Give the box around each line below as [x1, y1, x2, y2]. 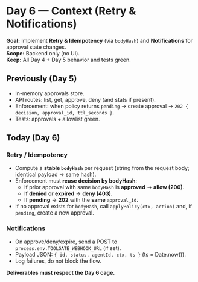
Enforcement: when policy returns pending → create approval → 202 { [14, 102, 188, 110]
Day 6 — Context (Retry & [6, 4, 136, 18]
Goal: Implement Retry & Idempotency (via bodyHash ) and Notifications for [6, 37, 193, 44]
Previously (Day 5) [6, 74, 77, 84]
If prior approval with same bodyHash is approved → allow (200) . [24, 184, 185, 191]
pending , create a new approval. [14, 209, 95, 216]
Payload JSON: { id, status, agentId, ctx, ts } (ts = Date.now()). [14, 251, 186, 258]
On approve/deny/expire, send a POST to [14, 238, 118, 245]
